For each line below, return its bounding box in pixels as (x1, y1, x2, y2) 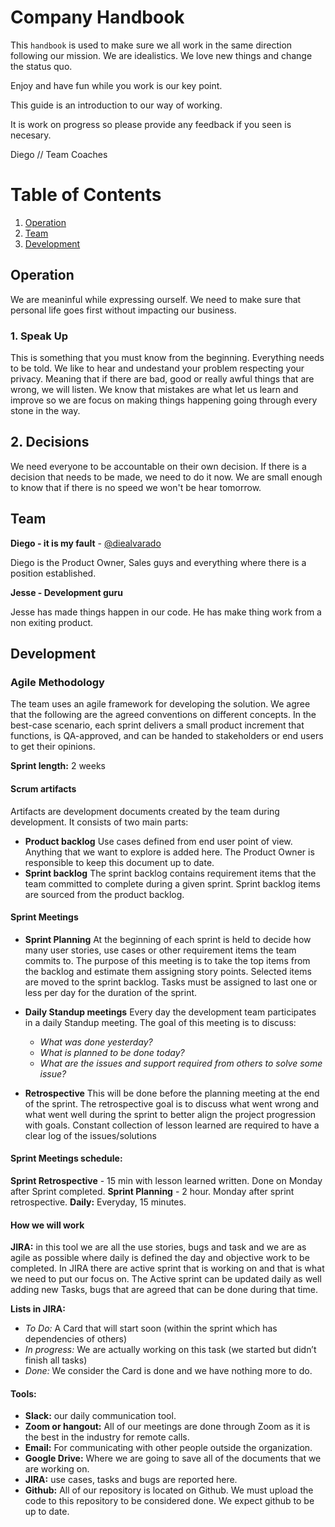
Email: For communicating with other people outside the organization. (24, 1442, 313, 1454)
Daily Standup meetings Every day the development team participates (24, 1006, 317, 1018)
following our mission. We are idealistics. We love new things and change (10, 49, 313, 61)
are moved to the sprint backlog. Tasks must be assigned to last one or (24, 976, 318, 988)
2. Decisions (10, 434, 90, 451)
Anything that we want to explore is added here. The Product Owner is (24, 846, 315, 858)
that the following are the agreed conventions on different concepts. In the (10, 709, 317, 721)
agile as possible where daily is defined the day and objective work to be (10, 1252, 310, 1264)
